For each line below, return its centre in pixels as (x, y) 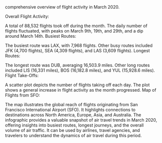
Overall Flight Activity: (27, 16)
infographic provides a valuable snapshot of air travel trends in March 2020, (81, 120)
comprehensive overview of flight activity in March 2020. (62, 7)
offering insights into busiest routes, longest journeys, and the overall (74, 125)
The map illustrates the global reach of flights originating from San (72, 104)
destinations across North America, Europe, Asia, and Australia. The (73, 115)
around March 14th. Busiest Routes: (41, 36)
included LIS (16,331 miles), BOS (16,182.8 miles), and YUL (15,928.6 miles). (80, 70)
